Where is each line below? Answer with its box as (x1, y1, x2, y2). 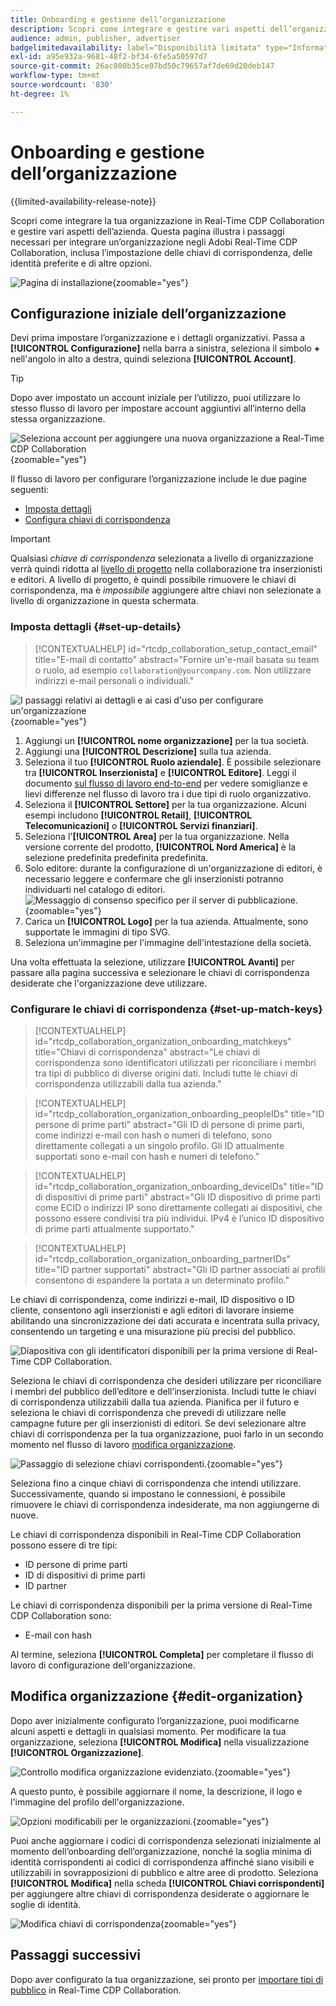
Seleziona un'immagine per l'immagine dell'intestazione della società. (24, 936, 312, 948)
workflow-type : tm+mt (10, 71, 101, 81)
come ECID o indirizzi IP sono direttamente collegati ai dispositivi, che (34, 1201, 323, 1213)
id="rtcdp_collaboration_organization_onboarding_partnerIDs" (34, 1252, 291, 1265)
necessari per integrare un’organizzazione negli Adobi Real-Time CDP (10, 236, 298, 248)
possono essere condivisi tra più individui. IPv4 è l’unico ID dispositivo (34, 1212, 325, 1224)
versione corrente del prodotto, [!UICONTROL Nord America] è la (24, 841, 297, 853)
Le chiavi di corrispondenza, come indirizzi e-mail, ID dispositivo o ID (10, 1293, 295, 1305)
